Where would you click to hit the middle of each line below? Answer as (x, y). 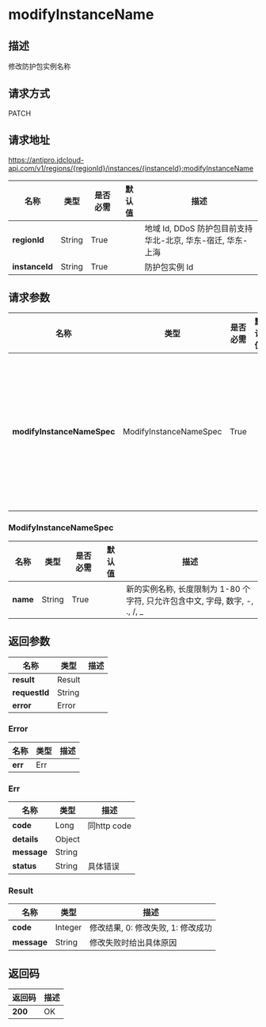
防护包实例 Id (169, 267)
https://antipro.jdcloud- (46, 159)
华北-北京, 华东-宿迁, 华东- (196, 240)
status (25, 866)
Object (68, 839)
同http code (110, 826)
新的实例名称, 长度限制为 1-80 (183, 589)
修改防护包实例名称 (40, 66)
